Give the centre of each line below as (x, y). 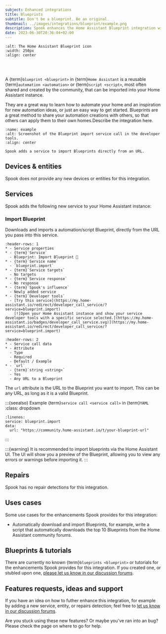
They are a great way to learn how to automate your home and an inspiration (83, 105)
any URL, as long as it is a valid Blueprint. (47, 393)
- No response (24, 283)
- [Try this (22, 300)
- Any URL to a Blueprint (36, 379)
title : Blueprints (24, 14)
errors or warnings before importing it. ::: (46, 459)
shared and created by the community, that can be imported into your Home (83, 90)
